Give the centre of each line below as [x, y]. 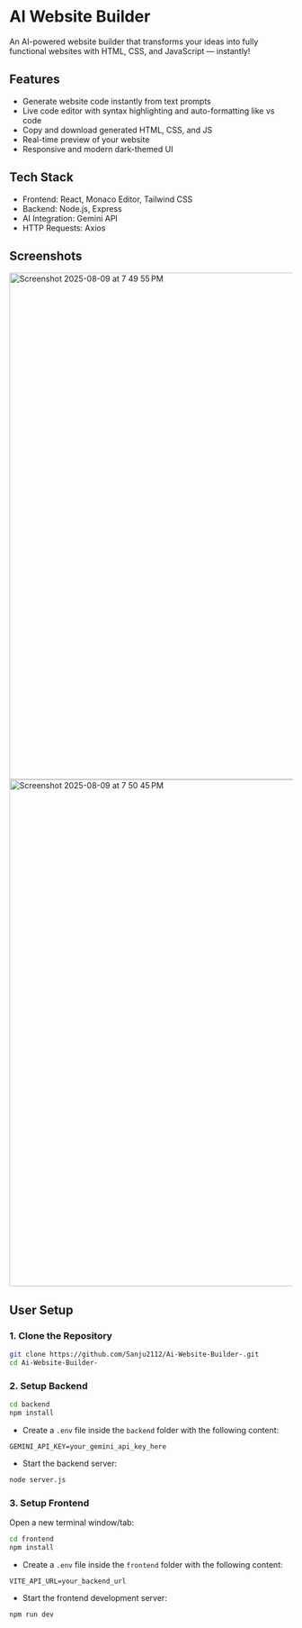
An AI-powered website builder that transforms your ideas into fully [134, 41]
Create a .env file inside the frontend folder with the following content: [152, 1564]
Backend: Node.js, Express [72, 208]
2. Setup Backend [49, 1386]
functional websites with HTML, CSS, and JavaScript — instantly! [130, 50]
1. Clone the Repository [61, 1335]
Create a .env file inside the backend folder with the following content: [151, 1430]
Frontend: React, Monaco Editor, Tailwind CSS [107, 199]
